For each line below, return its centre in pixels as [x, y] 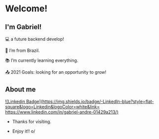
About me [20, 90]
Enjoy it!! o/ [24, 131]
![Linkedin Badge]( [24, 101]
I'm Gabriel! [23, 27]
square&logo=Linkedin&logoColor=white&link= [52, 106]
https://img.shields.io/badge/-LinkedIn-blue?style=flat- [98, 101]
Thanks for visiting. [32, 121]
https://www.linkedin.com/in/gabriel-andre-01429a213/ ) [62, 112]
